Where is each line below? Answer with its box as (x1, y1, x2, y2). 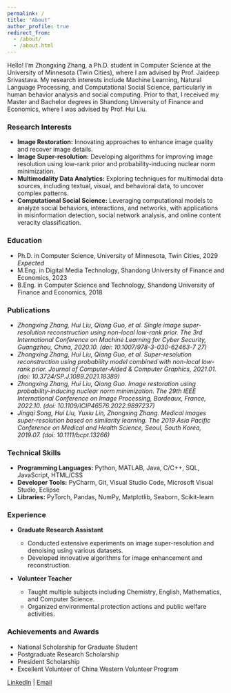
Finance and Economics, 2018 (17, 288, 103, 297)
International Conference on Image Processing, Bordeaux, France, (17, 394, 207, 402)
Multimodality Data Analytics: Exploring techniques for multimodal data (17, 174, 223, 183)
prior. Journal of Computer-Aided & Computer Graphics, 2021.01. (32, 365, 217, 373)
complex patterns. (17, 189, 69, 197)
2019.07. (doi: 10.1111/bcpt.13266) (17, 430, 110, 439)
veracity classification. (17, 219, 81, 227)
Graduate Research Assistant (17, 525, 103, 534)
